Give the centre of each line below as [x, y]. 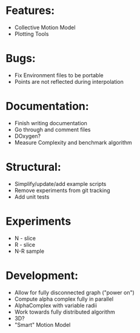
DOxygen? [28, 136]
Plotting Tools [32, 33]
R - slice [25, 244]
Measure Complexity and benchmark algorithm [73, 142]
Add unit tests [32, 197]
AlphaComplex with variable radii [56, 305]
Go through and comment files [52, 129]
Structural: [33, 167]
